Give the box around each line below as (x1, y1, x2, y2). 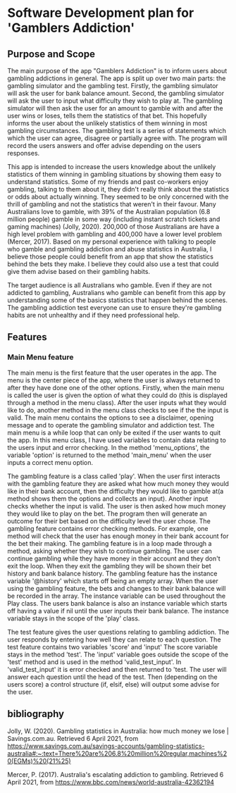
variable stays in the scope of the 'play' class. (7, 614, 140, 623)
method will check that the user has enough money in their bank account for (7, 532, 229, 540)
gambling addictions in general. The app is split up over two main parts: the (7, 74, 226, 82)
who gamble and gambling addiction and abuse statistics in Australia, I (7, 245, 212, 253)
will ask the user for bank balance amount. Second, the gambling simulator (7, 89, 224, 97)
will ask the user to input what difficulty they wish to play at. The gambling (7, 96, 223, 105)
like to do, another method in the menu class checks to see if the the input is (7, 406, 229, 414)
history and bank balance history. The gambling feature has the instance (7, 569, 218, 577)
